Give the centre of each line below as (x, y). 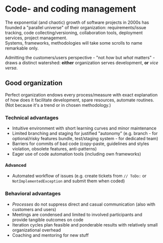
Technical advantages (32, 117)
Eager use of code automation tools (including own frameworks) (76, 154)
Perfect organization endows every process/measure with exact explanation (81, 95)
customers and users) (34, 209)
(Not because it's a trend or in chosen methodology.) (58, 105)
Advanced (16, 165)
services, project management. (36, 38)
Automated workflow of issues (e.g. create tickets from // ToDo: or (79, 176)
